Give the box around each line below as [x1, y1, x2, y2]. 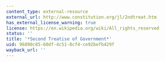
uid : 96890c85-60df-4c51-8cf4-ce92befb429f [6, 42, 115, 48]
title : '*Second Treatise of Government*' [6, 36, 112, 42]
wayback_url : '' [6, 47, 46, 53]
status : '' [6, 31, 33, 37]
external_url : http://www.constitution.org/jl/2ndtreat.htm [6, 14, 157, 20]
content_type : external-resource [6, 8, 88, 15]
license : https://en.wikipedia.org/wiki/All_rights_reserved [6, 25, 160, 31]
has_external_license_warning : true [6, 19, 96, 25]
